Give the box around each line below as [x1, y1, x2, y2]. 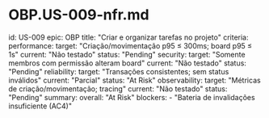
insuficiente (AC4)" [8, 101, 73, 111]
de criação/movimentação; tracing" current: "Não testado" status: [8, 83, 228, 94]
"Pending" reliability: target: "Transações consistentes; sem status [8, 66, 229, 76]
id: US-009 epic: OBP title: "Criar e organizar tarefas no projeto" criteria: [8, 32, 249, 42]
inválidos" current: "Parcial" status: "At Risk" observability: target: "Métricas [8, 75, 261, 85]
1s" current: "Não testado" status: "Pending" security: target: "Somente [8, 49, 246, 59]
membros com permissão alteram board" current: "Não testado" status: [8, 58, 246, 68]
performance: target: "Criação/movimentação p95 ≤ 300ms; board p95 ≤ [8, 40, 253, 50]
